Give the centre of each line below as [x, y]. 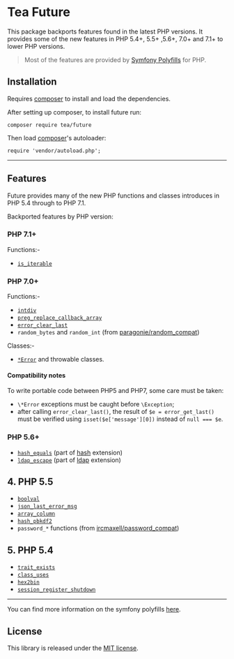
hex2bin [28, 583]
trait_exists [36, 568]
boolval [28, 499]
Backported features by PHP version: [60, 216]
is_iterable [34, 264]
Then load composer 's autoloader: [57, 138]
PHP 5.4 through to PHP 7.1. [47, 202]
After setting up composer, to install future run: [74, 112]
